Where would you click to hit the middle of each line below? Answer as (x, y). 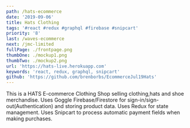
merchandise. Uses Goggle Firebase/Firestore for (66, 100)
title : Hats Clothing (33, 22)
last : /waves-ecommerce (35, 39)
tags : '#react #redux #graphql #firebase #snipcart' (72, 28)
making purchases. (29, 119)
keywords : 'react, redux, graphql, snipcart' (63, 72)
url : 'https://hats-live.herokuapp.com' (57, 66)
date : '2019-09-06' (30, 17)
